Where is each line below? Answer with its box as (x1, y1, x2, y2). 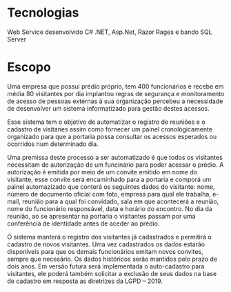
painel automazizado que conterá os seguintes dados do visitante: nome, (7, 182, 215, 191)
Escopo (7, 60, 52, 75)
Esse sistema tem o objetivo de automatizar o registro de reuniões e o (7, 118, 205, 126)
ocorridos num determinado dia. (7, 140, 99, 148)
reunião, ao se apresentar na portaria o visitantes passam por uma (7, 212, 196, 220)
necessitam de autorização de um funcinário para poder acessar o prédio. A (7, 161, 224, 169)
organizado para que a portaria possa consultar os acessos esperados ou (7, 132, 217, 140)
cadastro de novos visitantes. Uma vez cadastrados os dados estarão (7, 240, 205, 248)
